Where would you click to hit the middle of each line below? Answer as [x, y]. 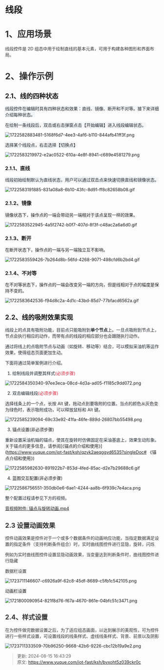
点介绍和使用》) [20, 458]
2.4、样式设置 [26, 617]
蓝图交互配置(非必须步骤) [37, 478]
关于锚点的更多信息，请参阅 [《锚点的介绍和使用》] [54, 446]
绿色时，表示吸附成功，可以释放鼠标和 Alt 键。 [56, 410]
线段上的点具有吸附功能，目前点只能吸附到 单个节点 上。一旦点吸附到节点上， [82, 330]
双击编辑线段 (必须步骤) [35, 393]
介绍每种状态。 [20, 115]
